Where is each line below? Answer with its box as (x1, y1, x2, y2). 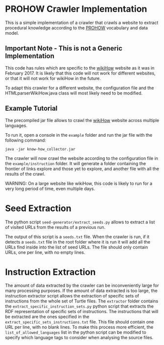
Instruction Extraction (5, 266, 96, 277)
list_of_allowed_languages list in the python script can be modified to (5, 329, 146, 335)
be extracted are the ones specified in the (5, 314, 90, 320)
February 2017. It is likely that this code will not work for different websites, (5, 70, 156, 76)
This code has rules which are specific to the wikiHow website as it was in (5, 65, 155, 71)
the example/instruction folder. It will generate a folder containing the (5, 160, 146, 166)
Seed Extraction (5, 202, 72, 214)
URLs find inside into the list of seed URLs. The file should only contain (5, 244, 148, 250)
